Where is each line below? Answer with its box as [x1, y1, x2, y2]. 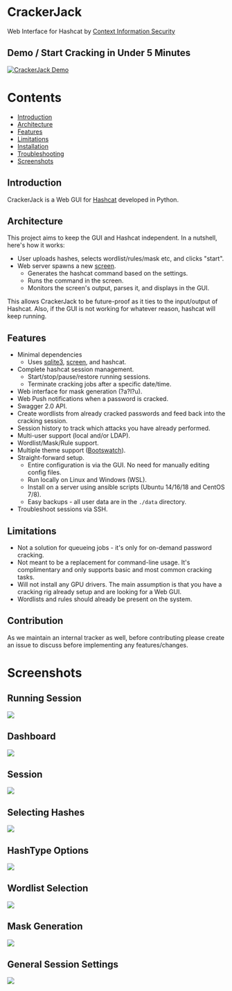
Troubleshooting [17, 150, 64, 158]
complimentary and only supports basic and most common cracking [17, 565, 213, 573]
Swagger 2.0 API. [17, 402, 68, 411]
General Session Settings [7, 958, 119, 970]
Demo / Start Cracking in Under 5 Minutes [7, 47, 191, 59]
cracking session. [17, 417, 68, 425]
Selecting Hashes [7, 806, 85, 818]
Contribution [7, 615, 64, 627]
